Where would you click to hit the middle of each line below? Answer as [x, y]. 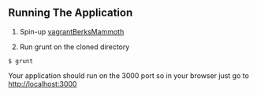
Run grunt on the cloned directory [74, 47]
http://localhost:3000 [43, 84]
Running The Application [71, 13]
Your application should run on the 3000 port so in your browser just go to [129, 75]
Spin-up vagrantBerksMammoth [72, 31]
